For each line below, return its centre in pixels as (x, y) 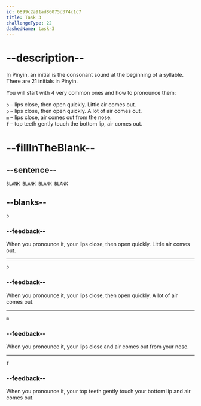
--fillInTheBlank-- (51, 148)
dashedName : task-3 (31, 29)
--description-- (45, 58)
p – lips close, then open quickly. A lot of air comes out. (74, 111)
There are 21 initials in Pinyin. (42, 81)
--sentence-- (31, 170)
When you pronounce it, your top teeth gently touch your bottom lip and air (99, 392)
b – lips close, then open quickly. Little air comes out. (71, 105)
